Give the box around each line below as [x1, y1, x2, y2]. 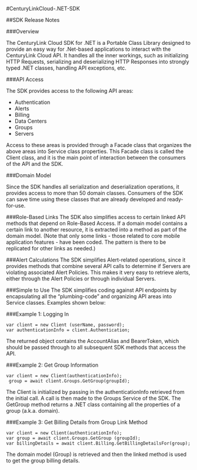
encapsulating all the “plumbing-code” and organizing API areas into [6, 293, 172, 300]
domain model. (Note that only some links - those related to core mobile [6, 233, 181, 239]
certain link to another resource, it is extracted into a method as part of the [6, 226, 187, 233]
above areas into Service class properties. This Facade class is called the [6, 148, 184, 155]
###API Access [6, 76, 44, 83]
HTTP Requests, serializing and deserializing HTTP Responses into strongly [6, 58, 189, 65]
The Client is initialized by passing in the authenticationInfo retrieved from [6, 389, 185, 395]
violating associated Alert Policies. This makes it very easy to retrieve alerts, [6, 269, 191, 276]
